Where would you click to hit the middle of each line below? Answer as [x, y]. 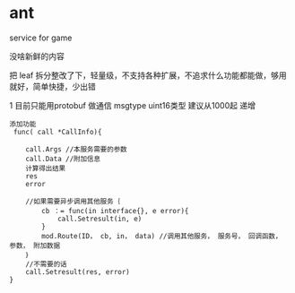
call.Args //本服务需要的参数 [76, 149]
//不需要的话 [46, 264]
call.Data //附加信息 [63, 159]
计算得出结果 [45, 168]
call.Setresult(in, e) [100, 219]
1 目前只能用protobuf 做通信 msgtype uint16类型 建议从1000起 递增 [132, 105]
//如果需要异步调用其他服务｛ [73, 201]
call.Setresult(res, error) [78, 271]
